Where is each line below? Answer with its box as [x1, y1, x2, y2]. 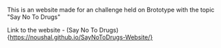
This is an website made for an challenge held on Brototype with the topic [7, 6, 215, 14]
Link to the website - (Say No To [7, 26, 98, 34]
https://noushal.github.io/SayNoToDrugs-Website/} [9, 33, 153, 41]
